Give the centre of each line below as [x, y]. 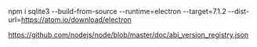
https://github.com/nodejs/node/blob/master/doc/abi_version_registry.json [128, 35]
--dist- [238, 11]
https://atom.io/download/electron [76, 20]
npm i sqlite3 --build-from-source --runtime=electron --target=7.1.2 [117, 11]
